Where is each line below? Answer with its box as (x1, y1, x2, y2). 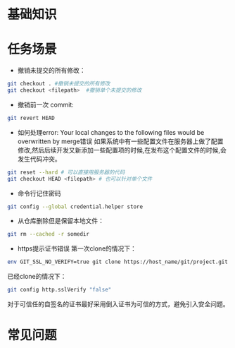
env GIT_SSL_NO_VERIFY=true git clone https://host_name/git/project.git (7, 258, 229, 265)
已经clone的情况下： (7, 272, 67, 281)
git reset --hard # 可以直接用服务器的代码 (7, 169, 125, 176)
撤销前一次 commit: (17, 100, 74, 109)
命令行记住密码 (17, 188, 61, 198)
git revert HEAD (7, 114, 55, 121)
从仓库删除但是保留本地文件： (17, 217, 104, 225)
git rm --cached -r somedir (7, 231, 90, 238)
